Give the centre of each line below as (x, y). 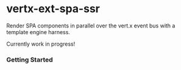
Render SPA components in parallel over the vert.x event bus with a (91, 26)
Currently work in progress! (41, 44)
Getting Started (30, 60)
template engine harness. (38, 32)
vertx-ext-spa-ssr (53, 9)
